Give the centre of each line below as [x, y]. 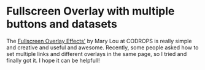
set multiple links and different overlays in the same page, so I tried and [97, 54]
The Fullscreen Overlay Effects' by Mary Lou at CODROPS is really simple [99, 41]
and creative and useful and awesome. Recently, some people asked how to [102, 47]
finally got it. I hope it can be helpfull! [53, 60]
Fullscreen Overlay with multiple [91, 11]
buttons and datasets [62, 24]
